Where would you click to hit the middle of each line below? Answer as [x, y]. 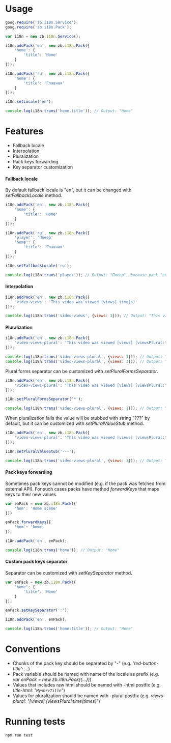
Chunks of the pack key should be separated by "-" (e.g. [72, 663]
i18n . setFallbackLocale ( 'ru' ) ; [38, 266]
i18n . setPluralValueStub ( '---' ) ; [41, 451]
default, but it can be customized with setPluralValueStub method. [75, 423]
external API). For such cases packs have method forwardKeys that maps [82, 489]
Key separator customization [43, 167]
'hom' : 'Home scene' [36, 508]
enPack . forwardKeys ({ [28, 522]
